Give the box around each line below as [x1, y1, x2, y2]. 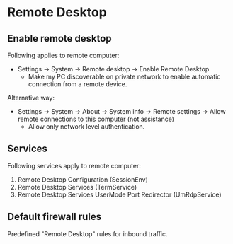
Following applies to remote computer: [7, 51, 120, 59]
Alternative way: [7, 93, 55, 102]
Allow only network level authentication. [28, 122, 145, 131]
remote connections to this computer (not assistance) [17, 115, 175, 123]
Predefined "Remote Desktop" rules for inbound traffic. [7, 229, 168, 238]
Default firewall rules [7, 211, 101, 223]
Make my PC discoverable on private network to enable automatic [28, 72, 221, 81]
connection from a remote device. [28, 80, 127, 88]
